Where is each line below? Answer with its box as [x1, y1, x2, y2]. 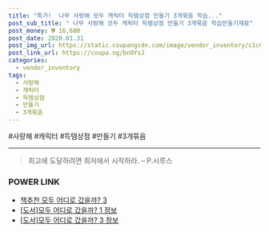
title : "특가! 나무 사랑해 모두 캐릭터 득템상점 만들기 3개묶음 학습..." [8, 11, 223, 20]
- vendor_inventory [15, 64, 81, 72]
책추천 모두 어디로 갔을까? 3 [19, 195, 108, 205]
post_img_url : [8, 42, 56, 50]
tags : [8, 71, 26, 79]
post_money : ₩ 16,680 [8, 26, 81, 34]
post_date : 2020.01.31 [8, 34, 84, 42]
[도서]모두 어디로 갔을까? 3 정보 [19, 215, 119, 225]
